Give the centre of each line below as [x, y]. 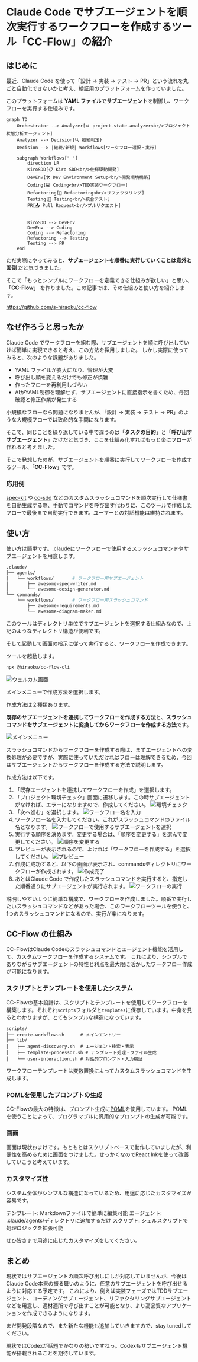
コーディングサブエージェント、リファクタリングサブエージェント [112, 1299]
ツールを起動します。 [32, 656]
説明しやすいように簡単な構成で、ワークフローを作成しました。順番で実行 [97, 898]
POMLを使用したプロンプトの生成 [54, 1095]
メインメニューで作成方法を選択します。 [55, 692]
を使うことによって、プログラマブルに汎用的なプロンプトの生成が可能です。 [99, 1117]
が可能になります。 [29, 972]
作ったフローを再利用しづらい [51, 385]
